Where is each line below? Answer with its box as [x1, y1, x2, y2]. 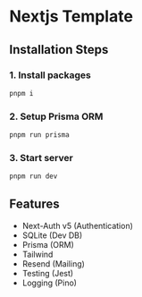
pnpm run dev [9, 172, 58, 181]
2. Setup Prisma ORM [9, 110, 104, 123]
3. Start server [9, 151, 73, 164]
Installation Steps [9, 42, 109, 57]
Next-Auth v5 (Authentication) [21, 220, 134, 231]
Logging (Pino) [21, 277, 78, 288]
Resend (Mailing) [21, 258, 85, 269]
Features [9, 197, 60, 212]
